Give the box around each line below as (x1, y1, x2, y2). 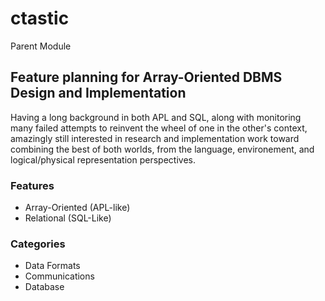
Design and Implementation (10, 85, 187, 102)
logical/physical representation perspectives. (10, 153, 196, 166)
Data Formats (24, 260, 81, 272)
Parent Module (10, 40, 72, 52)
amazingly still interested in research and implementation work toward (10, 132, 300, 144)
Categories (10, 237, 66, 251)
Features (10, 178, 55, 192)
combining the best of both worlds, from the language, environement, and (10, 143, 315, 155)
